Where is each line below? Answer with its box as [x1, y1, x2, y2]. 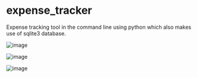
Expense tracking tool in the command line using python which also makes [6, 23, 192, 31]
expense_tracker [6, 4, 92, 17]
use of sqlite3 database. [6, 29, 66, 37]
